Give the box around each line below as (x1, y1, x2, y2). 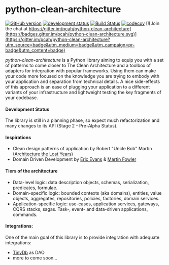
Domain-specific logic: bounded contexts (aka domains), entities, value (12, 190, 162, 196)
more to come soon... (12, 254, 57, 261)
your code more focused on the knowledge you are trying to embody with (5, 73, 160, 79)
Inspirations (5, 134, 31, 140)
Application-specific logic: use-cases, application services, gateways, (12, 201, 159, 207)
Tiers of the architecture (5, 168, 58, 174)
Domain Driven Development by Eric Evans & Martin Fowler (12, 156, 137, 162)
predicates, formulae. (12, 185, 58, 191)
